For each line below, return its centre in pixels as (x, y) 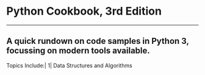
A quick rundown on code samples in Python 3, (98, 41)
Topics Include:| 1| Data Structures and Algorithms (69, 65)
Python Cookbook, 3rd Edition (84, 11)
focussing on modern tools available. (78, 51)
